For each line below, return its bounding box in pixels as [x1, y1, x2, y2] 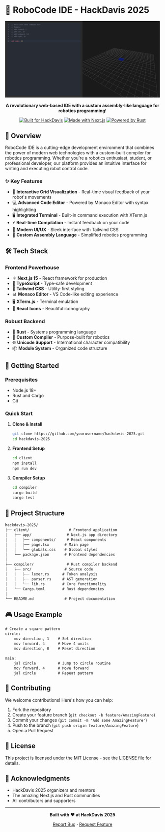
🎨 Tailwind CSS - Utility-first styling [12, 286, 84, 292]
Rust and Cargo [12, 393, 44, 398]
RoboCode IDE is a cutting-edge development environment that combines [5, 145, 155, 150]
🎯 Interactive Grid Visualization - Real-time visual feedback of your [12, 189, 150, 195]
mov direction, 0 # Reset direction [14, 646, 96, 651]
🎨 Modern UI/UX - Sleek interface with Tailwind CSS [12, 227, 119, 233]
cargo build [12, 490, 37, 495]
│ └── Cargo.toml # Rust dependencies [5, 587, 105, 592]
